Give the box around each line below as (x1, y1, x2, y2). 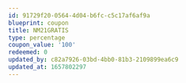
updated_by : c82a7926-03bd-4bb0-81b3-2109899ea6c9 (8, 56, 179, 64)
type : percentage (8, 33, 66, 42)
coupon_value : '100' (8, 41, 77, 49)
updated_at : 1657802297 (8, 63, 87, 71)
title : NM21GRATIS (8, 26, 69, 34)
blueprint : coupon (8, 19, 69, 27)
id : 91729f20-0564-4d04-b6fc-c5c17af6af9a (8, 11, 150, 20)
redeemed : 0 (8, 48, 47, 56)
